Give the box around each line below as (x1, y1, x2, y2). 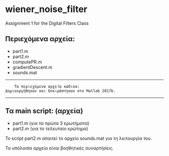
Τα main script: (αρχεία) (5, 107, 83, 115)
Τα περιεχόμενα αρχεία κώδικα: (14, 84, 80, 89)
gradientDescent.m (12, 64, 53, 70)
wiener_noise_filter (5, 4, 88, 15)
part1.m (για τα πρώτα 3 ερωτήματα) (12, 120, 90, 126)
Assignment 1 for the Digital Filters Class (5, 20, 89, 26)
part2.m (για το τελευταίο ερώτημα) (12, 125, 89, 131)
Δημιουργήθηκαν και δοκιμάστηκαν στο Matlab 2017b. (5, 88, 116, 94)
